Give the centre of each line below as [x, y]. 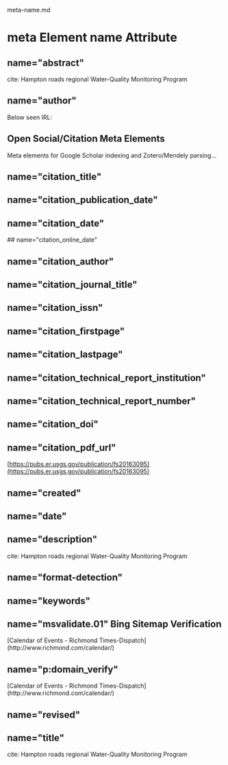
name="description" [52, 539]
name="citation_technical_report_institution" [107, 378]
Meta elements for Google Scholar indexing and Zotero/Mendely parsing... [112, 155]
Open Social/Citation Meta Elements [86, 139]
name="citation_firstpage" [66, 331]
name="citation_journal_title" [72, 285]
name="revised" [44, 715]
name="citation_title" [54, 177]
